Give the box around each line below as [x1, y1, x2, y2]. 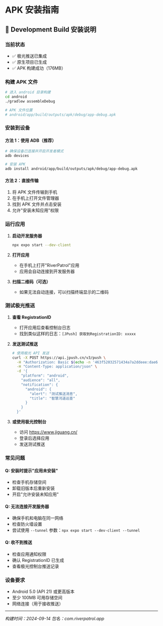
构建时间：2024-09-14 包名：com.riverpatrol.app [5, 615, 104, 621]
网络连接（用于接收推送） [12, 601, 64, 607]
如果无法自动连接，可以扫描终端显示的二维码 [19, 289, 109, 295]
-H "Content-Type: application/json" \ [16, 364, 98, 369]
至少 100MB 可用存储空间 [12, 594, 63, 600]
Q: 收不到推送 [5, 539, 33, 545]
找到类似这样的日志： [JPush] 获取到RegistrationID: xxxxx [19, 330, 136, 336]
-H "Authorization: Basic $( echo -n [16, 360, 91, 365]
